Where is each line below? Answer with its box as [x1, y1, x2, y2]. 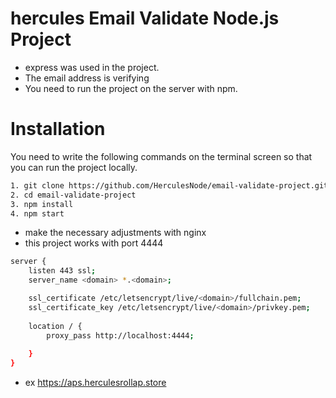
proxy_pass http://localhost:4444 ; [46, 330, 195, 341]
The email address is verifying [24, 72, 150, 84]
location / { [28, 321, 83, 331]
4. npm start [10, 208, 65, 219]
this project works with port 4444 [24, 237, 164, 249]
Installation [10, 118, 106, 141]
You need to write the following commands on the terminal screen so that [10, 150, 313, 162]
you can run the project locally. [10, 161, 138, 173]
